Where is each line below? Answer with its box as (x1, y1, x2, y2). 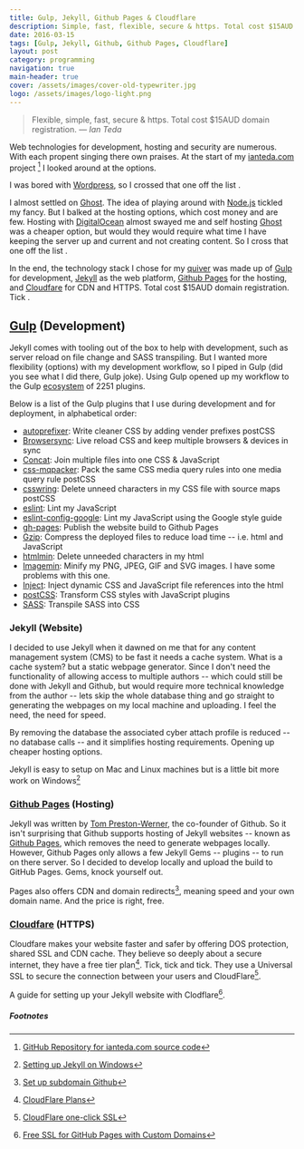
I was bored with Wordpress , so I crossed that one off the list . (9, 180, 242, 190)
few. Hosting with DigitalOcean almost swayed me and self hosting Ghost (9, 217, 282, 228)
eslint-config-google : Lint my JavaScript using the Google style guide (22, 511, 282, 522)
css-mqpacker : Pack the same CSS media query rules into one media (22, 463, 282, 474)
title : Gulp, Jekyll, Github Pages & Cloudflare (9, 13, 196, 23)
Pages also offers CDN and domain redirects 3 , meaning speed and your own (9, 884, 295, 896)
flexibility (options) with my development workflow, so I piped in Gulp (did (9, 361, 283, 372)
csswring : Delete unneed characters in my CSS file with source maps (22, 482, 280, 494)
